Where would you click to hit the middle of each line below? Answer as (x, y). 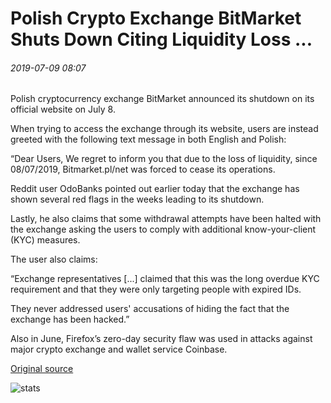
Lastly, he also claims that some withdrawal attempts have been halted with (166, 219)
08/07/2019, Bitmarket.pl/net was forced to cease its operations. (143, 169)
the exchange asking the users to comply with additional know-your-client (163, 229)
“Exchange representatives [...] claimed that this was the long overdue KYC (165, 279)
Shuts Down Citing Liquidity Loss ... (161, 39)
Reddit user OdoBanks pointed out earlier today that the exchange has (155, 189)
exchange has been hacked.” (70, 319)
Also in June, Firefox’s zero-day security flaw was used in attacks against (161, 339)
